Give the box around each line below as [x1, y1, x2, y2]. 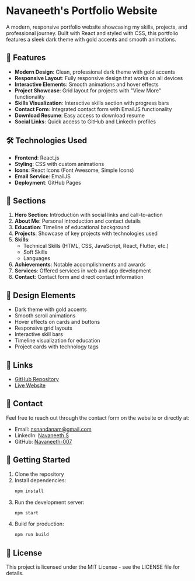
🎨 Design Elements [6, 290, 76, 300]
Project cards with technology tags [14, 343, 99, 350]
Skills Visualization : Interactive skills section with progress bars [14, 99, 169, 106]
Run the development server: [14, 499, 85, 506]
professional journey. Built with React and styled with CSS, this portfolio [6, 29, 179, 36]
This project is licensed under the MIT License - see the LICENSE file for [6, 563, 180, 570]
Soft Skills [23, 248, 48, 255]
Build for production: [14, 520, 64, 527]
